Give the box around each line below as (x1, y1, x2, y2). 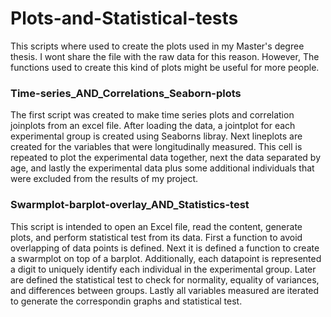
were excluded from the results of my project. (10, 173, 199, 185)
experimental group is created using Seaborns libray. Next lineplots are (10, 130, 303, 142)
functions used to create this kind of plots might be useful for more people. (10, 61, 320, 73)
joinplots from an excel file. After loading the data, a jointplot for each (10, 120, 296, 132)
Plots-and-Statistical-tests (10, 7, 239, 30)
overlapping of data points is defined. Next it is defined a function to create (10, 242, 320, 254)
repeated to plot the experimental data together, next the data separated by (10, 152, 321, 164)
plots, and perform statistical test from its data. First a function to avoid (10, 231, 303, 243)
